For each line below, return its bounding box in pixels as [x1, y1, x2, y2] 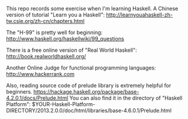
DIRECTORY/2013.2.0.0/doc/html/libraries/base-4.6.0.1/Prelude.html [6, 107, 172, 114]
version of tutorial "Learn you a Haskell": [6, 11, 105, 18]
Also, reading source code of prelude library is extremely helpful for [6, 82, 171, 89]
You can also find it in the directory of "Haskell [69, 94, 183, 101]
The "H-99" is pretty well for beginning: [6, 29, 103, 36]
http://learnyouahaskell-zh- [106, 11, 173, 18]
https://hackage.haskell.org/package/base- [33, 88, 140, 95]
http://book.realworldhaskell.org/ [6, 53, 86, 59]
